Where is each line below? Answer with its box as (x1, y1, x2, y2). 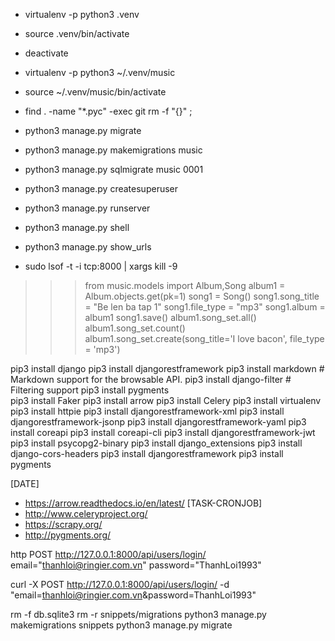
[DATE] (10, 478, 40, 489)
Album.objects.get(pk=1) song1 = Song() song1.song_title (84, 290, 320, 302)
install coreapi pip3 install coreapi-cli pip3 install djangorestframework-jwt (10, 427, 316, 438)
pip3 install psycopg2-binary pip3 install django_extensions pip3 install (10, 437, 303, 449)
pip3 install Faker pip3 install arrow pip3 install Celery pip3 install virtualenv (10, 395, 322, 406)
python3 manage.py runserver (24, 202, 151, 214)
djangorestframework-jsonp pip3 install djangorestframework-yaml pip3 (10, 416, 307, 428)
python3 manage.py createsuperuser (24, 183, 178, 194)
